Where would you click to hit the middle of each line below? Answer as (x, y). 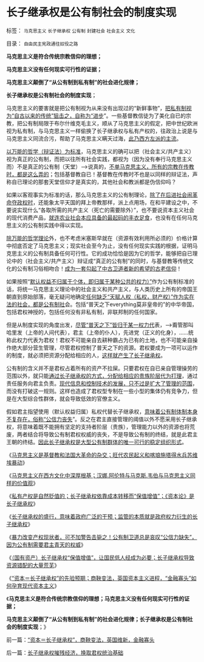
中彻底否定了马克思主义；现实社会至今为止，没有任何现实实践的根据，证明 (99, 246)
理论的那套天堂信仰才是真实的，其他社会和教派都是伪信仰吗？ (99, 182)
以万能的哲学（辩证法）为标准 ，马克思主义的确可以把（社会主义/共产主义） (100, 151)
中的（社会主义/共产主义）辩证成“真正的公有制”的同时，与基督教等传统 (100, 261)
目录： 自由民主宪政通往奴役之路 (42, 43)
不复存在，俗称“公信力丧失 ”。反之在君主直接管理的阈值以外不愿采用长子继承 (102, 419)
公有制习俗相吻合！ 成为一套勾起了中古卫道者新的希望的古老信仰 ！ (99, 268)
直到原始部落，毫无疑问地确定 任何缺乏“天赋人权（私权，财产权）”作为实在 (103, 296)
